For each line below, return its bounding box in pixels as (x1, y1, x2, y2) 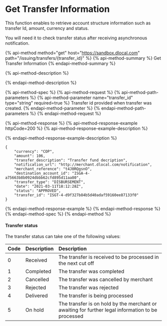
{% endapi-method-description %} (5, 80, 77, 86)
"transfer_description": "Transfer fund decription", (14, 158, 128, 163)
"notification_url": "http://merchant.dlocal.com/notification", (14, 162, 153, 167)
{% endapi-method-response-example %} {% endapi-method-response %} (5, 206, 161, 212)
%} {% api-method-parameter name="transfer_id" (29, 95, 133, 101)
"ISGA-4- (72, 171, 90, 176)
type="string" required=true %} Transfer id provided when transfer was (5, 100, 152, 106)
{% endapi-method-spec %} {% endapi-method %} (5, 211, 111, 217)
